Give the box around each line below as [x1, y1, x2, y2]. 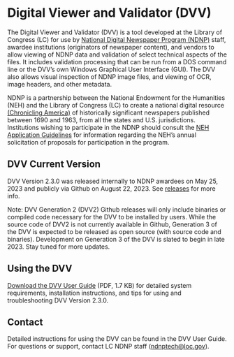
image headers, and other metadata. [7, 80, 112, 88]
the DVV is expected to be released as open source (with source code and [7, 227, 221, 235]
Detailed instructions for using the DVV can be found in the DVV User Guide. [7, 335, 227, 343]
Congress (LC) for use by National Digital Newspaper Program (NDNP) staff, [7, 35, 226, 43]
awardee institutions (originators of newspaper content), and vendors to [7, 43, 214, 51]
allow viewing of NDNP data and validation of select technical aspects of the [7, 50, 227, 59]
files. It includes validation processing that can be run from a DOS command [7, 57, 227, 66]
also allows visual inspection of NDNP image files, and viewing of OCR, [7, 72, 212, 81]
